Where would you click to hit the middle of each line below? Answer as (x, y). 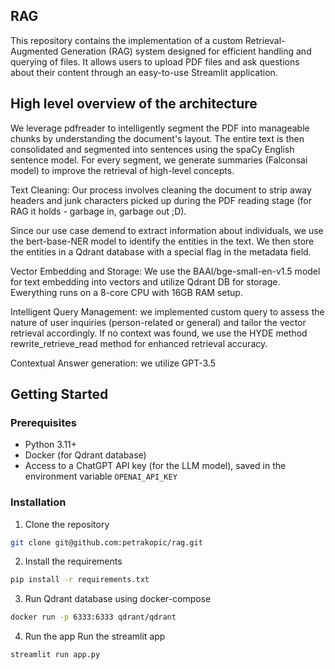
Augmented (34, 51)
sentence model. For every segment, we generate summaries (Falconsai (159, 160)
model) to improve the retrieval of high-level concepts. (122, 170)
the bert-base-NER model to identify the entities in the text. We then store (162, 241)
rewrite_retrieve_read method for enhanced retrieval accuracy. (139, 343)
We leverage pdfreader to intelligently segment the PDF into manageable (160, 128)
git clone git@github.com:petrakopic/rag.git (106, 542)
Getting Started (59, 394)
